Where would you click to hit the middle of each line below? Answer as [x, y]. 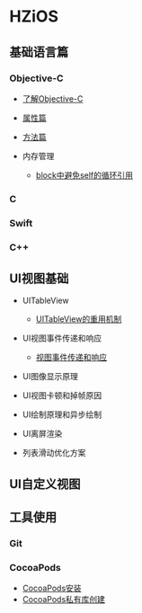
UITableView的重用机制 [79, 319]
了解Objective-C [53, 98]
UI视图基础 [39, 279]
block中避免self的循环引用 [84, 175]
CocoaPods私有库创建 [64, 600]
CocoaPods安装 [52, 588]
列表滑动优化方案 [54, 453]
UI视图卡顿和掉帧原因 [62, 395]
